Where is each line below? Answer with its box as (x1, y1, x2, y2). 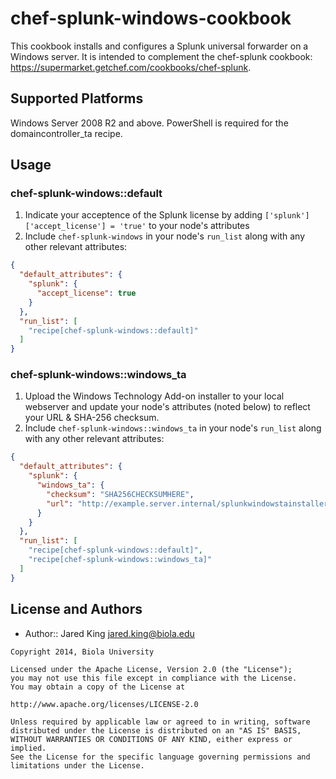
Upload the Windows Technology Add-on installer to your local (24, 390, 285, 402)
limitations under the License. (10, 760, 145, 771)
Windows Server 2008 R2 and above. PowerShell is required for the (10, 117, 289, 129)
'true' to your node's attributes (119, 220, 250, 232)
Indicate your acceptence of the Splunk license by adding (24, 209, 263, 221)
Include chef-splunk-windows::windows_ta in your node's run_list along (24, 422, 322, 434)
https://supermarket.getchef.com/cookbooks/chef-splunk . (10, 61, 252, 73)
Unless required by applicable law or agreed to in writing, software (10, 717, 311, 727)
